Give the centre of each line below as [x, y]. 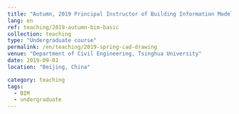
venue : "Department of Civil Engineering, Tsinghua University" [105, 54]
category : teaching [36, 80]
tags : [15, 86]
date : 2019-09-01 [33, 61]
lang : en [20, 21]
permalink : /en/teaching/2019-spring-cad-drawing [83, 47]
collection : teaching [39, 34]
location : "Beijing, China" [49, 67]
